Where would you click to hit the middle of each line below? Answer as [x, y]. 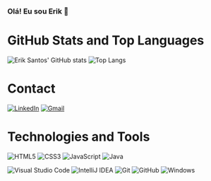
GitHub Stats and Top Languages [106, 41]
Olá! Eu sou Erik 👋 [38, 11]
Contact [31, 89]
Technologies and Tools [79, 136]
